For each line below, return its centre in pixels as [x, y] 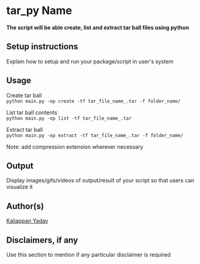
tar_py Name [39, 11]
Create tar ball [24, 95]
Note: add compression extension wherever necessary [75, 146]
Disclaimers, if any [42, 240]
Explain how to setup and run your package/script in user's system [90, 61]
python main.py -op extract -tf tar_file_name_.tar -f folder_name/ [95, 135]
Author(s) [25, 206]
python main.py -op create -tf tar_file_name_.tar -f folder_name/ [94, 101]
